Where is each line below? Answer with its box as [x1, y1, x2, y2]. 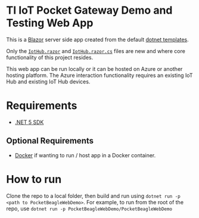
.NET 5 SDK [14, 119, 44, 126]
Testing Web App [6, 16, 94, 30]
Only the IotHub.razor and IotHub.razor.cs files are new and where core [6, 47, 186, 54]
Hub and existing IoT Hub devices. [6, 78, 91, 85]
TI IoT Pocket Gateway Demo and [6, 4, 173, 17]
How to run [6, 172, 62, 186]
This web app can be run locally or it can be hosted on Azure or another [6, 65, 183, 72]
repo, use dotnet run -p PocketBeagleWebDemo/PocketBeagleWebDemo [6, 205, 173, 212]
